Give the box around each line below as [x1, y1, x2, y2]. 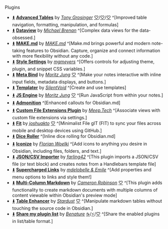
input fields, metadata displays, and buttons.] [12, 79, 106, 85]
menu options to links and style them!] [12, 174, 92, 180]
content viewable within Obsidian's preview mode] [12, 192, 117, 198]
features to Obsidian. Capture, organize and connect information [26, 48, 160, 54]
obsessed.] [12, 35, 36, 40]
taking [12, 48, 26, 54]
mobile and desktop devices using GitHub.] [12, 127, 102, 133]
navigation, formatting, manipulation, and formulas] [12, 22, 119, 27]
